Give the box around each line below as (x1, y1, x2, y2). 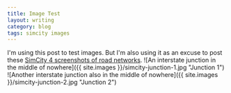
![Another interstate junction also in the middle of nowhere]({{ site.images (7, 71, 218, 79)
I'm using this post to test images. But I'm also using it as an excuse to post (7, 49, 223, 57)
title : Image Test (7, 10, 61, 17)
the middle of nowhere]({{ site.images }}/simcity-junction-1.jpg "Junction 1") (7, 63, 225, 71)
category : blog (7, 23, 51, 30)
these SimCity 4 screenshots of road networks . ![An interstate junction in (7, 56, 216, 65)
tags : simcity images (7, 29, 70, 37)
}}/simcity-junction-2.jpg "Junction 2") (7, 78, 117, 87)
